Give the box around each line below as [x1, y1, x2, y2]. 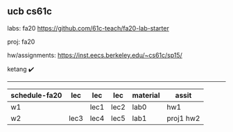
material [132, 90, 160, 100]
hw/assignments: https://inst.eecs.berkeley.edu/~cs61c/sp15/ [7, 51, 182, 59]
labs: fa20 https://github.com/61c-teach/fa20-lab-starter [7, 24, 170, 32]
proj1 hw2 [166, 113, 200, 123]
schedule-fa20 [10, 90, 62, 100]
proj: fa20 [7, 38, 35, 46]
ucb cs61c [7, 6, 52, 17]
